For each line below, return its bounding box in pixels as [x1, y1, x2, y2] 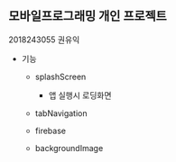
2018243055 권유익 [8, 34, 80, 45]
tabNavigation [34, 107, 88, 119]
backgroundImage [34, 142, 104, 153]
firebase [34, 125, 67, 136]
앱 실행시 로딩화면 [48, 89, 112, 101]
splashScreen [34, 71, 87, 82]
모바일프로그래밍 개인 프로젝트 [8, 8, 168, 24]
